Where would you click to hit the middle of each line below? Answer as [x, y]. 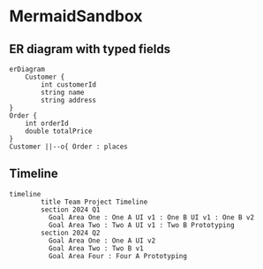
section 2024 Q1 [71, 210]
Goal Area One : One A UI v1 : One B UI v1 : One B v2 [151, 217]
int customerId [69, 85]
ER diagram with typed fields [90, 49]
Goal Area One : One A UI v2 [102, 241]
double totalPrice [59, 131]
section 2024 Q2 [71, 233]
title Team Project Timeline [94, 202]
